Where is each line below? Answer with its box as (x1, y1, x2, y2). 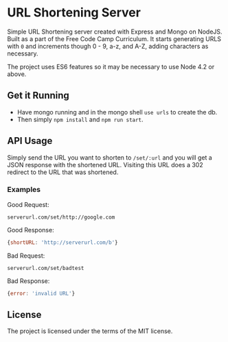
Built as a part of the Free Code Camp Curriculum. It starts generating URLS (7, 34, 222, 42)
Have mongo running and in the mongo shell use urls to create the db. (16, 108, 218, 116)
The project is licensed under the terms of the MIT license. (7, 327, 173, 335)
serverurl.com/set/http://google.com (7, 214, 115, 221)
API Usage (7, 135, 53, 147)
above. (7, 70, 27, 78)
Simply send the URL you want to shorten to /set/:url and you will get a (7, 153, 213, 162)
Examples (7, 185, 41, 195)
